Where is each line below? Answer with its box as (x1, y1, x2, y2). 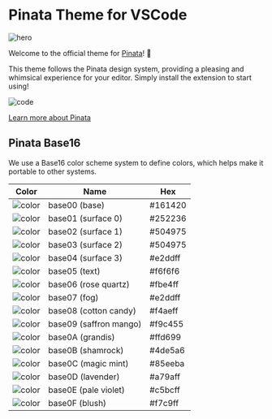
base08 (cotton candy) (48, 305, 136, 316)
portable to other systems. (8, 166, 97, 176)
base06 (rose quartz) (48, 279, 130, 290)
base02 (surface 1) (48, 226, 123, 237)
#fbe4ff (149, 279, 179, 290)
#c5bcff (149, 384, 180, 395)
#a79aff (149, 371, 181, 382)
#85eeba (149, 357, 185, 369)
